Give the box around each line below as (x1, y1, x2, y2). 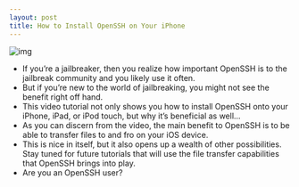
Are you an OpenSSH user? (21, 167, 123, 178)
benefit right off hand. (21, 91, 104, 102)
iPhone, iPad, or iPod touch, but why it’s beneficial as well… (21, 110, 241, 121)
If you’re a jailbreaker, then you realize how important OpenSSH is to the (21, 63, 287, 74)
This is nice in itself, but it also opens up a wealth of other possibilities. (21, 139, 282, 150)
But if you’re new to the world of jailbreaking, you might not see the (21, 82, 270, 93)
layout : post (9, 12, 58, 22)
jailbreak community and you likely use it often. (21, 72, 195, 83)
